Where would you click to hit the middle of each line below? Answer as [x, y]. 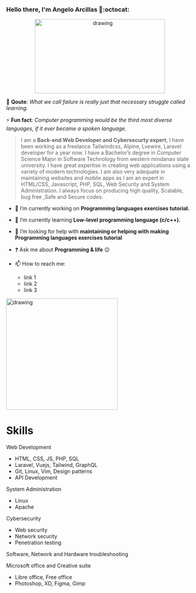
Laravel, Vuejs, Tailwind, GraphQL [56, 465]
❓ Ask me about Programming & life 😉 [62, 250]
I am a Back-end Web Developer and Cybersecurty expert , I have [102, 140]
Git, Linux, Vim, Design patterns [53, 471]
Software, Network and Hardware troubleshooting [67, 554]
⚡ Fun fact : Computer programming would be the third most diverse [89, 120]
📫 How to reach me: [40, 264]
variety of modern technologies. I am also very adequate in [93, 172]
